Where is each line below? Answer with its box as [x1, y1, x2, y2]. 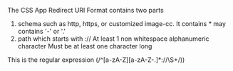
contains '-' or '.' [17, 27, 66, 35]
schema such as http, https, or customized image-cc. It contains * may [17, 20, 227, 27]
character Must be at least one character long [17, 42, 152, 50]
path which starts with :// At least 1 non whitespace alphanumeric [17, 34, 209, 43]
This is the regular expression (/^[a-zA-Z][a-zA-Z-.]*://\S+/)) [7, 56, 185, 64]
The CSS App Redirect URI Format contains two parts [7, 6, 164, 14]
